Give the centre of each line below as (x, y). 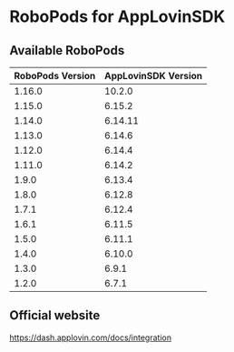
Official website (55, 316)
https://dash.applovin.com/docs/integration (91, 337)
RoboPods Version (55, 76)
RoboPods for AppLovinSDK (117, 17)
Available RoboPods (67, 50)
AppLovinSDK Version (153, 76)
